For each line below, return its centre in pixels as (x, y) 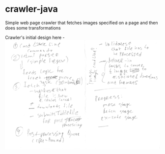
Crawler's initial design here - (35, 37)
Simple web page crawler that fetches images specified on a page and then (82, 23)
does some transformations (33, 28)
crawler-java (31, 9)
